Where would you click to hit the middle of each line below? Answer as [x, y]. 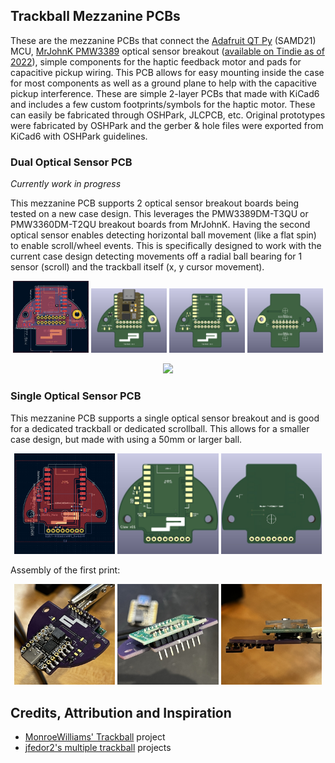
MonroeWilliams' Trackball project [95, 737]
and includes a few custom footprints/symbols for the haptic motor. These [163, 104]
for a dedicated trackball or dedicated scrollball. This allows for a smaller [160, 428]
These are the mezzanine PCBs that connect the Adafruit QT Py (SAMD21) [163, 40]
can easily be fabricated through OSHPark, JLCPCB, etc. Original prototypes [168, 115]
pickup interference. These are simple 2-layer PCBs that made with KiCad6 [165, 93]
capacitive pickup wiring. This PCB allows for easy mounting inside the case [167, 72]
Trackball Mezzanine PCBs [95, 16]
